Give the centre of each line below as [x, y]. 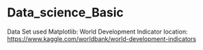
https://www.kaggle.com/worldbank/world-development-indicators [102, 38]
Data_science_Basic [66, 13]
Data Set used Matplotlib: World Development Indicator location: [97, 32]
